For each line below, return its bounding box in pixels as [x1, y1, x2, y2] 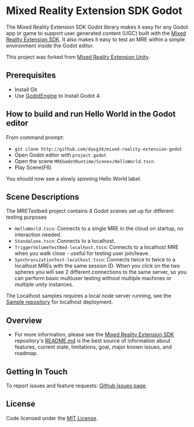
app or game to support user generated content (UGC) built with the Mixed [6, 29, 186, 36]
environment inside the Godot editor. [6, 42, 95, 49]
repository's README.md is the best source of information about [14, 338, 171, 345]
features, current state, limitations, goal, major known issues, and [14, 343, 172, 350]
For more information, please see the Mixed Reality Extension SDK [14, 331, 174, 338]
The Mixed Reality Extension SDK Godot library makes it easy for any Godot [6, 23, 188, 30]
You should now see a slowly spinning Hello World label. [6, 175, 142, 182]
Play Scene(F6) [14, 164, 52, 171]
